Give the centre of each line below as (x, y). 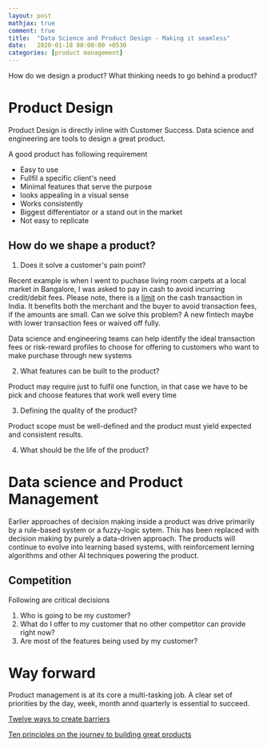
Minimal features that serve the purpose (86, 186)
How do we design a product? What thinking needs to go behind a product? (133, 76)
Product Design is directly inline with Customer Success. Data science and (131, 130)
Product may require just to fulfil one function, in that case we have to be (128, 386)
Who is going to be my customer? (75, 615)
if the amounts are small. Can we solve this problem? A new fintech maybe (131, 314)
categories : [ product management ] (66, 53)
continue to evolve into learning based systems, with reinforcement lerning (132, 547)
